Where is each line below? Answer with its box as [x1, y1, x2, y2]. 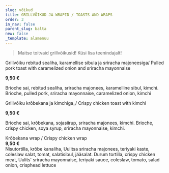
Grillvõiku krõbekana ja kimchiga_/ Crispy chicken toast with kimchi [5, 100, 147, 106]
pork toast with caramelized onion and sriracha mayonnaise [5, 65, 131, 71]
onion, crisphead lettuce [5, 162, 57, 168]
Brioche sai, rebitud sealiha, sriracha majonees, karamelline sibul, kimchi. [5, 84, 159, 91]
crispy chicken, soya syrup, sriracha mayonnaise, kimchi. [5, 125, 125, 131]
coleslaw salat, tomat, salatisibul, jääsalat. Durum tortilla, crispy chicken [5, 151, 155, 157]
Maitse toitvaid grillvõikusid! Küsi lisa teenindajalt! [17, 49, 122, 56]
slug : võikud [5, 7, 33, 13]
